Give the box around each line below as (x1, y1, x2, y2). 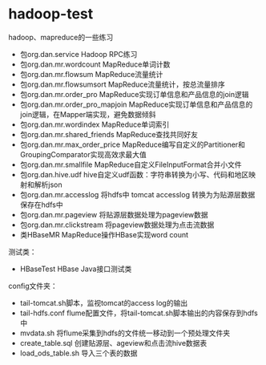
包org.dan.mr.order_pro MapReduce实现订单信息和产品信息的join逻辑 (19, 89, 250, 99)
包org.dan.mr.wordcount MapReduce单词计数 (19, 59, 171, 69)
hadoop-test (8, 5, 94, 23)
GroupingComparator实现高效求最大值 (19, 149, 147, 159)
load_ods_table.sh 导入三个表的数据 (19, 348, 138, 358)
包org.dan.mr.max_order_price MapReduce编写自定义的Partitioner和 (19, 140, 246, 149)
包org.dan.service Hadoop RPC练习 (19, 49, 138, 59)
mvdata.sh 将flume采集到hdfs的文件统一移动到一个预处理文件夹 (19, 328, 231, 338)
